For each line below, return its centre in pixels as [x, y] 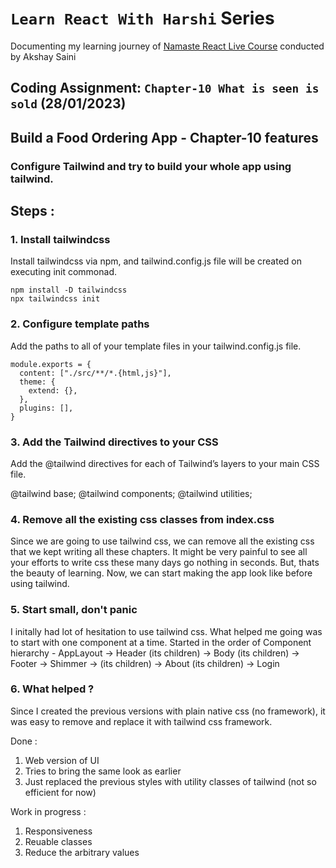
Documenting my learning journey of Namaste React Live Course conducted [167, 46]
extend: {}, [53, 390]
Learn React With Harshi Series [142, 18]
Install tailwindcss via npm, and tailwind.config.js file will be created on [156, 261]
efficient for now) [60, 792]
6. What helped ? [52, 689]
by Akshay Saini [43, 56]
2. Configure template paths [80, 324]
